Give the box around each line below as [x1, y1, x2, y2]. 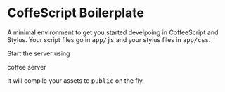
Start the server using [7, 49, 70, 58]
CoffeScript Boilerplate [7, 5, 144, 21]
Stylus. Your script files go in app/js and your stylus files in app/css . [7, 35, 211, 44]
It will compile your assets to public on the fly [7, 76, 143, 85]
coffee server [7, 63, 47, 71]
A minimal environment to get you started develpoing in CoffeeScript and [7, 28, 219, 37]
